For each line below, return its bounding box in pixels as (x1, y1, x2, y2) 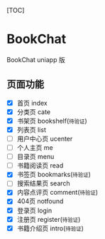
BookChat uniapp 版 (6, 55, 65, 63)
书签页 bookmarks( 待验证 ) (16, 171, 92, 179)
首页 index (16, 98, 48, 107)
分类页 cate (16, 107, 51, 116)
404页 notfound (16, 197, 64, 205)
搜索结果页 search (16, 179, 70, 188)
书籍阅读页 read (16, 161, 64, 170)
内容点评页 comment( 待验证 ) (16, 188, 99, 197)
